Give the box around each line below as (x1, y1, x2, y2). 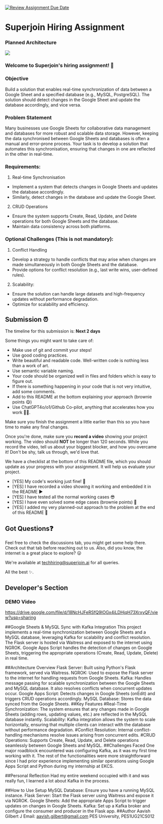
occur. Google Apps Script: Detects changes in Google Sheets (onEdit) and (5, 690, 156, 696)
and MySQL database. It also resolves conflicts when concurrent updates (5, 685, 152, 691)
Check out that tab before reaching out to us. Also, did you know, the (5, 545, 144, 551)
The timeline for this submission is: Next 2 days (5, 328, 101, 334)
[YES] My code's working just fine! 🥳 (12, 479, 86, 485)
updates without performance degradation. (12, 296, 99, 302)
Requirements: (5, 163, 41, 170)
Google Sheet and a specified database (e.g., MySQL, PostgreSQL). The (5, 91, 150, 97)
